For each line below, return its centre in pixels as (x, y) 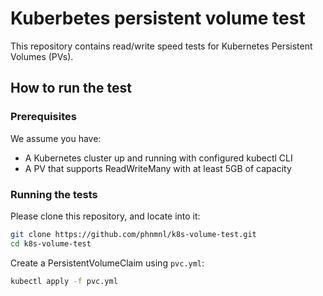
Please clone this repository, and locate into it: (105, 216)
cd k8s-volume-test (51, 243)
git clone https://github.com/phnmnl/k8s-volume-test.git (133, 234)
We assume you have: (56, 138)
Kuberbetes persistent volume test (158, 18)
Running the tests (54, 194)
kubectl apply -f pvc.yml (64, 281)
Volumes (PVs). (42, 56)
